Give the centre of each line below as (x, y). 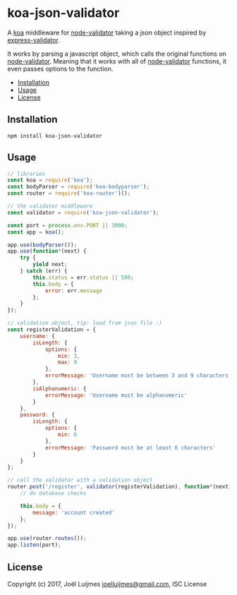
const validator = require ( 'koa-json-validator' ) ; (83, 212)
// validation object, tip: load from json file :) (85, 323)
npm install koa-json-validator (55, 136)
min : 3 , (69, 356)
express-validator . (34, 40)
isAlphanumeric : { (60, 389)
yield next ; (50, 265)
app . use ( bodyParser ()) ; (42, 245)
